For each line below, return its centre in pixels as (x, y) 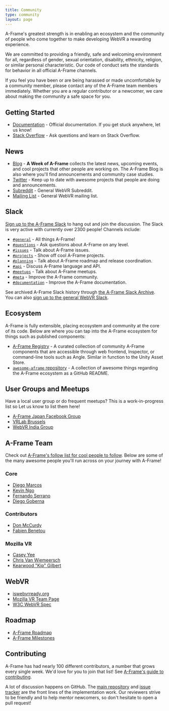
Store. (19, 362)
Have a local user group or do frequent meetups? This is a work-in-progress (84, 401)
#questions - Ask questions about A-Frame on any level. (71, 244)
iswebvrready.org (31, 593)
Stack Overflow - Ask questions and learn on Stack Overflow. (76, 135)
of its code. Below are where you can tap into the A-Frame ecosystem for (81, 331)
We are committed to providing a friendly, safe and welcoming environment (83, 54)
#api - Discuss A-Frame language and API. (57, 266)
